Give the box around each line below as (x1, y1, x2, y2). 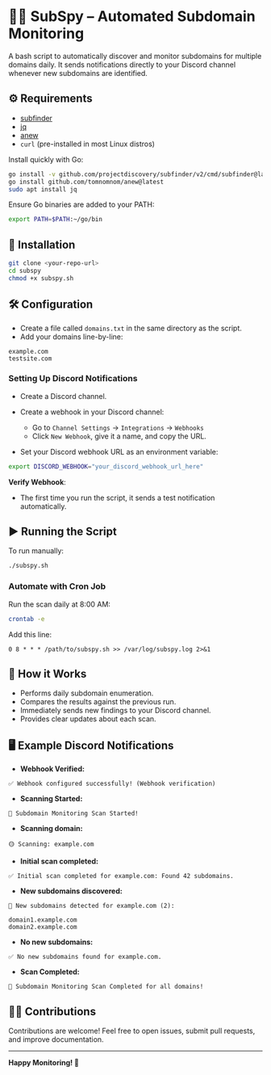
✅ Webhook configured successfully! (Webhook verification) (8, 779, 216, 788)
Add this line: (8, 629, 52, 639)
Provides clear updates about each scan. (19, 714, 156, 724)
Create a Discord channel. (19, 391, 107, 401)
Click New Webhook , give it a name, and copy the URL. (31, 431, 207, 441)
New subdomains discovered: (19, 886, 123, 896)
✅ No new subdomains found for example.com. (8, 953, 162, 961)
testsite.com (8, 355, 52, 363)
